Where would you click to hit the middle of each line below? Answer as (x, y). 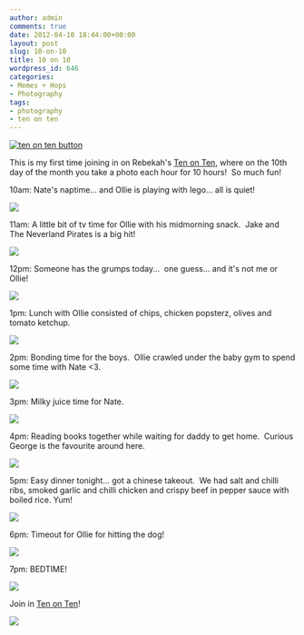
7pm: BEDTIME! (39, 570)
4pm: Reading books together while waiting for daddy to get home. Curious (152, 436)
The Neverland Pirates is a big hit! (73, 234)
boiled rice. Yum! (41, 500)
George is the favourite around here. (77, 446)
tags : (20, 102)
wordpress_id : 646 (44, 69)
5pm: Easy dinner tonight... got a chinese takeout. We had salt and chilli (144, 481)
